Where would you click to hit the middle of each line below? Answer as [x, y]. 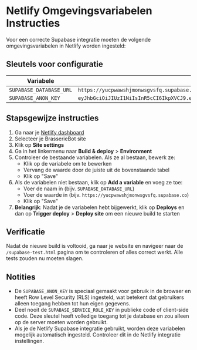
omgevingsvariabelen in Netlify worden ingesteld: [66, 46]
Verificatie [26, 232]
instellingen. [29, 341]
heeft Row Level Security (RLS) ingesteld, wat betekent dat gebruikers [99, 297]
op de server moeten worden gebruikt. [61, 322]
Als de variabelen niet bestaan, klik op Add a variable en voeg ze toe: [98, 182]
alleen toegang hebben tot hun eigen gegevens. [72, 304]
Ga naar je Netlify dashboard [49, 132]
